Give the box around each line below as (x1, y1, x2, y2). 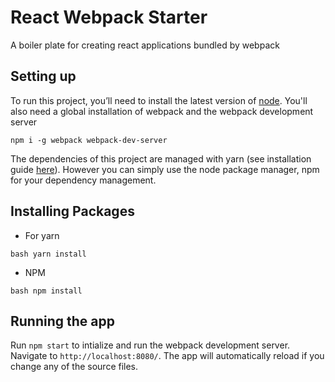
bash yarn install (10, 249, 87, 259)
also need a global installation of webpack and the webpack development (10, 105, 314, 117)
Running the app (10, 312, 115, 330)
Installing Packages (10, 203, 135, 220)
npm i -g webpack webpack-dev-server (10, 135, 168, 145)
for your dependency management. (10, 174, 157, 186)
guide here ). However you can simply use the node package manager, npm (10, 163, 320, 175)
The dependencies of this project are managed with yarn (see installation (10, 152, 312, 165)
